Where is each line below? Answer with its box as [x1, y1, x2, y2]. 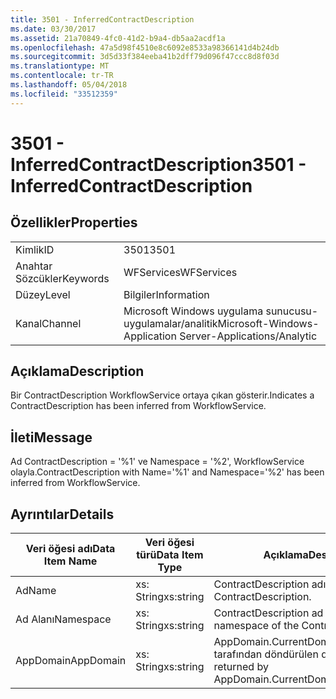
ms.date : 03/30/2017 [10, 24, 97, 34]
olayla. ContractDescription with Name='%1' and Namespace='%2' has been [10, 466, 325, 478]
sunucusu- [265, 304, 319, 318]
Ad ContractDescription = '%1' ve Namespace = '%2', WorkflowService [10, 456, 305, 468]
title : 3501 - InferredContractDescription [10, 14, 195, 25]
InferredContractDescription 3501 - [10, 153, 307, 176]
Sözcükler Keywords [15, 271, 110, 285]
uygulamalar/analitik [123, 316, 218, 330]
